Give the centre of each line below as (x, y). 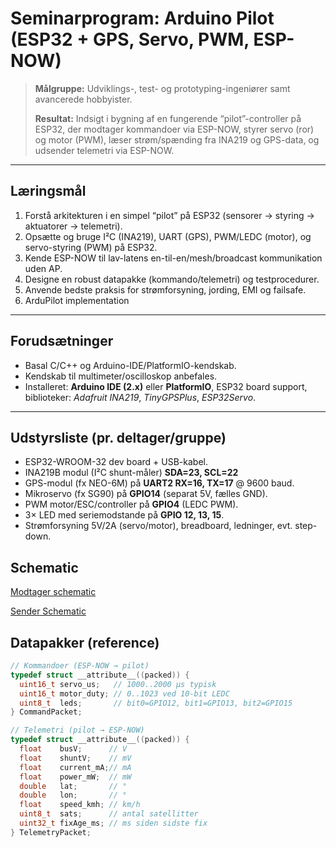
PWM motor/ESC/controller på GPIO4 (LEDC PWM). (131, 504)
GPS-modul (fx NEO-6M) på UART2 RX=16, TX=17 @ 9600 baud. (159, 483)
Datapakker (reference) (85, 642)
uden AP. (43, 268)
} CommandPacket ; (46, 712)
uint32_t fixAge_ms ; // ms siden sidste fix (113, 823)
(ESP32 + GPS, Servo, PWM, (130, 39)
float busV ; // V (73, 749)
